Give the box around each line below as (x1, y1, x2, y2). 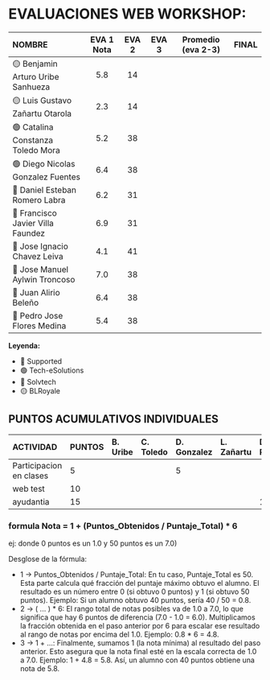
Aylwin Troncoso (12, 274, 76, 285)
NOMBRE (12, 39, 48, 50)
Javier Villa (12, 217, 55, 229)
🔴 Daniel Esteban (12, 184, 77, 196)
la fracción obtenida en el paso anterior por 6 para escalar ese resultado (19, 621, 260, 631)
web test (12, 483, 46, 494)
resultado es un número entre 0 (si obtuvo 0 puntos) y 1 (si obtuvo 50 (19, 587, 250, 596)
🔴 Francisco (12, 207, 58, 218)
